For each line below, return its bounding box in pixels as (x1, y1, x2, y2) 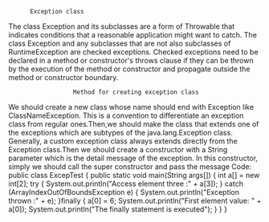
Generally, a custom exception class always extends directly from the (8, 136, 238, 146)
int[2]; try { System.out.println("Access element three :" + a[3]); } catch (8, 179, 243, 188)
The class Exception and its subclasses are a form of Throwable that (8, 22, 235, 31)
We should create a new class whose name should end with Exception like (8, 103, 255, 111)
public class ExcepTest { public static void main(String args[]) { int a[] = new (8, 171, 260, 180)
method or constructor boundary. (8, 73, 119, 82)
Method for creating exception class (72, 88, 199, 96)
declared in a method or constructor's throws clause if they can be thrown (8, 56, 255, 65)
